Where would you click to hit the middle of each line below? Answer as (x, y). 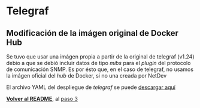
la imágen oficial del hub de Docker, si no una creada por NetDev (87, 75)
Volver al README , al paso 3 (42, 99)
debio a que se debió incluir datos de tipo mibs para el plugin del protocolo (99, 63)
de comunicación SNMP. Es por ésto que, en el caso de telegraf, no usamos (100, 69)
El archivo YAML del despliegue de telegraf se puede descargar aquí (91, 87)
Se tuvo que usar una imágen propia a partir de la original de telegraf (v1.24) (100, 57)
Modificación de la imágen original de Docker (92, 33)
